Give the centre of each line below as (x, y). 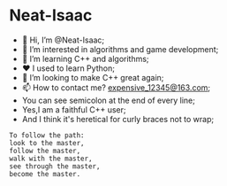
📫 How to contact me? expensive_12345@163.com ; (116, 87)
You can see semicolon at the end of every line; (109, 100)
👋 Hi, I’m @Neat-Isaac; (63, 40)
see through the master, (55, 166)
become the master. (45, 174)
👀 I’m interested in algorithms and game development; (120, 49)
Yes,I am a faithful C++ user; (74, 109)
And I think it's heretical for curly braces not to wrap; (118, 119)
